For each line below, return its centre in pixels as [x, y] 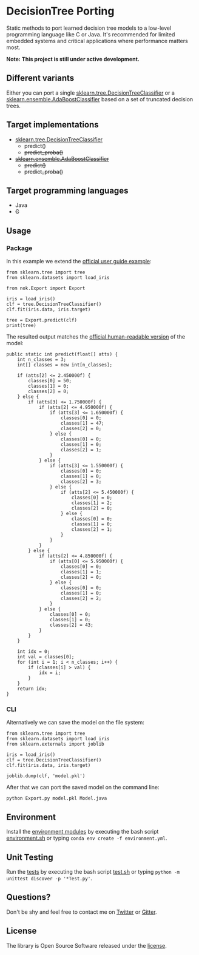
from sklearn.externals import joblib [55, 744]
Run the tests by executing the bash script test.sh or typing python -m [93, 871]
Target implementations [52, 125]
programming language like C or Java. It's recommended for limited [91, 34]
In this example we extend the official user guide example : [79, 262]
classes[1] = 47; [82, 424]
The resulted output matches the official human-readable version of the [96, 337]
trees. [14, 106]
